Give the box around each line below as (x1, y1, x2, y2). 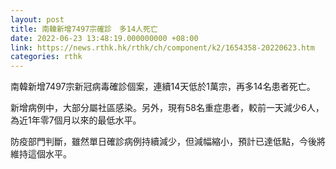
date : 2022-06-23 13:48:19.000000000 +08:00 (10, 33, 199, 43)
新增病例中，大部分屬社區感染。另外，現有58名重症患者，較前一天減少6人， (10, 102, 325, 114)
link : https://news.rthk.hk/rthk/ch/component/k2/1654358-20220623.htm (10, 42, 315, 53)
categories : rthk (10, 52, 83, 62)
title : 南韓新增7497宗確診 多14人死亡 (10, 24, 158, 34)
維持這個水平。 (10, 148, 72, 160)
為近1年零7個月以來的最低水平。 (10, 114, 142, 126)
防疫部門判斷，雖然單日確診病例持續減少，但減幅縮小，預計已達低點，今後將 (10, 136, 326, 148)
